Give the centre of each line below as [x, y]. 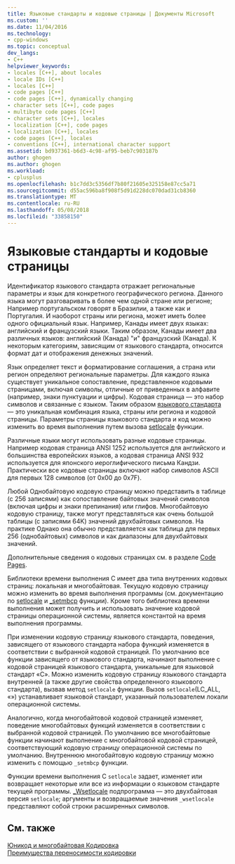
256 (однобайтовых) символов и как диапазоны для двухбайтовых [108, 536]
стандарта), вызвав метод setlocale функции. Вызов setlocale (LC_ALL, [114, 689]
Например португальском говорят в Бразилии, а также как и [99, 308]
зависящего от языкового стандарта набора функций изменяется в [108, 644]
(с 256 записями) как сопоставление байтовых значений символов [109, 498]
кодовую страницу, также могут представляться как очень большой [110, 514]
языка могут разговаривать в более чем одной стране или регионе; [110, 300]
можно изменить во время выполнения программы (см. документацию [115, 593]
